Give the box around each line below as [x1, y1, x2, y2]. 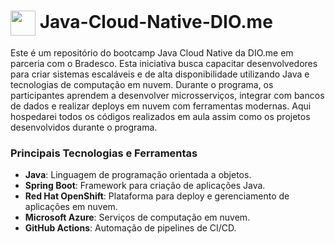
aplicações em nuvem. [24, 201, 118, 213]
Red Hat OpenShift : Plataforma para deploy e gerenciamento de [24, 190, 290, 202]
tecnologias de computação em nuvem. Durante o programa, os [10, 78, 274, 90]
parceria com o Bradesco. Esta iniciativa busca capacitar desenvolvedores [10, 57, 318, 69]
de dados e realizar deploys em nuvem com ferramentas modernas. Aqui [10, 100, 312, 112]
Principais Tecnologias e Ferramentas [10, 146, 198, 160]
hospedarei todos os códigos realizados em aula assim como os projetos [10, 110, 311, 122]
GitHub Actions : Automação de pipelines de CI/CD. [24, 222, 237, 234]
